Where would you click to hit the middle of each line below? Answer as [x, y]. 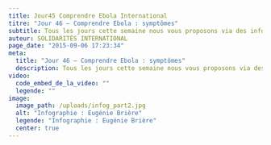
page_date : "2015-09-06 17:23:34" [67, 46]
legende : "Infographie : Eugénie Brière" [86, 121]
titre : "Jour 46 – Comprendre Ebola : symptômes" [94, 23]
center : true [38, 128]
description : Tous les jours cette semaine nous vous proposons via [133, 68]
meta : [17, 53]
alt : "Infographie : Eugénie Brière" [79, 114]
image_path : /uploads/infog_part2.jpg [81, 106]
